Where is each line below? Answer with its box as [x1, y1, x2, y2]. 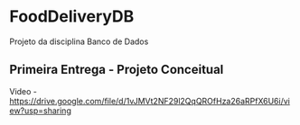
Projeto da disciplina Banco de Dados [9, 36, 149, 47]
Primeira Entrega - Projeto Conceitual [9, 62, 224, 77]
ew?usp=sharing [9, 105, 72, 116]
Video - [9, 85, 38, 96]
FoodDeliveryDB [9, 6, 135, 27]
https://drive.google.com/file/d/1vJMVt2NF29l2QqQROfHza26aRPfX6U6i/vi [9, 95, 291, 106]
